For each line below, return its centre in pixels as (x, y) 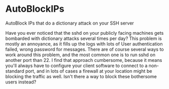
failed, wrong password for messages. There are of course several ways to (85, 49)
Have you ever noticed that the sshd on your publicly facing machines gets (85, 33)
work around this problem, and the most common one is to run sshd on (80, 55)
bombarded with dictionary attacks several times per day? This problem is (83, 38)
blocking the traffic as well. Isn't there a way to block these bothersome (81, 76)
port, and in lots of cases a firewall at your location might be (89, 71)
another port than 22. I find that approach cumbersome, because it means (84, 60)
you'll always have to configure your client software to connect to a (77, 65)
